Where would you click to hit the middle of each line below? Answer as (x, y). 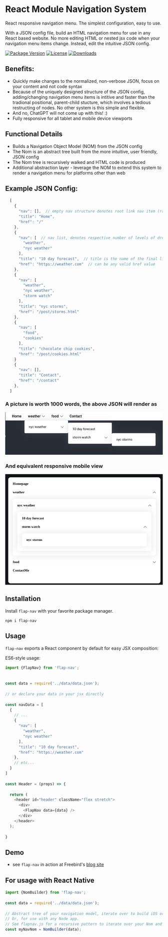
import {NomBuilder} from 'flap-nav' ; (45, 893)
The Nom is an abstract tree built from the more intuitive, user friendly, (85, 151)
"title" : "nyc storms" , (43, 306)
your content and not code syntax (47, 86)
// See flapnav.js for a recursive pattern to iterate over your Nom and (84, 924)
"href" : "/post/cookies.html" (50, 354)
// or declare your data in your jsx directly (54, 694)
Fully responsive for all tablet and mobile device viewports (72, 118)
